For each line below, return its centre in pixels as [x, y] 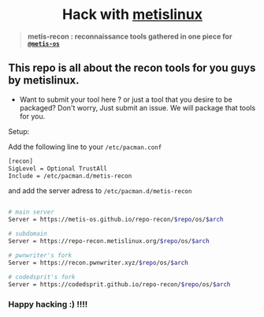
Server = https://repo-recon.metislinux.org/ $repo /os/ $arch [109, 241]
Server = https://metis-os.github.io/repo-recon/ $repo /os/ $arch [116, 220]
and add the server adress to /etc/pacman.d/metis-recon [100, 191]
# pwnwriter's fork [40, 255]
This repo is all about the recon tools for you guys [132, 68]
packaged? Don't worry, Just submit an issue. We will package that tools [138, 107]
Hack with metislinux [132, 15]
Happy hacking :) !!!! [48, 304]
